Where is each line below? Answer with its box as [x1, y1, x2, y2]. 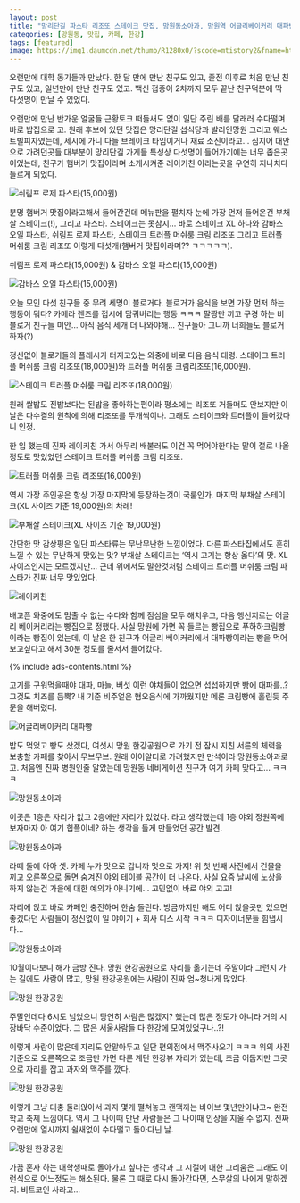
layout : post [9, 13, 58, 22]
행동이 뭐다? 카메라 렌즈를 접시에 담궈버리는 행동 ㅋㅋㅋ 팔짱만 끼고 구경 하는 [9, 309, 275, 320]
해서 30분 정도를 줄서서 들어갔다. [47, 644, 162, 655]
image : [9, 46, 34, 55]
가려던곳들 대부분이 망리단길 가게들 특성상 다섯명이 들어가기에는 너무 [25, 146, 265, 157]
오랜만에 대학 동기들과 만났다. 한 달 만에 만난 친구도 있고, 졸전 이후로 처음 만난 [9, 72, 280, 83]
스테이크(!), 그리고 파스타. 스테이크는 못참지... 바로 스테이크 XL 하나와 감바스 [18, 218, 284, 229]
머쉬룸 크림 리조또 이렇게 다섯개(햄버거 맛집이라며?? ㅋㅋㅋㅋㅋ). [9, 240, 233, 251]
